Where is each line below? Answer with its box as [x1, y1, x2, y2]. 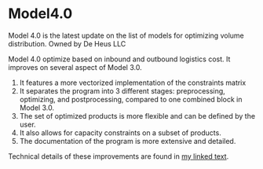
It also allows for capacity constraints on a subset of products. [19, 127, 221, 138]
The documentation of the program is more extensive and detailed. [19, 136, 236, 145]
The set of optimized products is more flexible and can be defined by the [19, 111, 256, 120]
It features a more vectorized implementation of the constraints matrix [19, 78, 247, 87]
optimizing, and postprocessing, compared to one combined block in [19, 94, 243, 104]
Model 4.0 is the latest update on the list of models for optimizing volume [8, 31, 245, 40]
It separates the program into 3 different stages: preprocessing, [19, 86, 225, 95]
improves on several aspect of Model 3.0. [8, 62, 143, 72]
